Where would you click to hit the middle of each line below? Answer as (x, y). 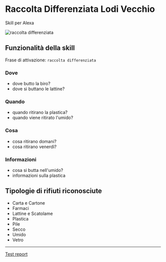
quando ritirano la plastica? (40, 112)
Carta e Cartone (29, 203)
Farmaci (21, 208)
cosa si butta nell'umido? (38, 170)
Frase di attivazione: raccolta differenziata (51, 60)
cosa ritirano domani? (34, 141)
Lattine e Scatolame (33, 213)
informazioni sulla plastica (39, 175)
